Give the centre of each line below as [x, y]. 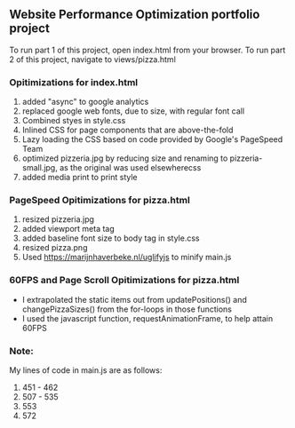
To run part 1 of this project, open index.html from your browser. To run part [147, 50]
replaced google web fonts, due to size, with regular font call [133, 111]
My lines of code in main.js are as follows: [86, 370]
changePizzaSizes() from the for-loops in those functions [127, 309]
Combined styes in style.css [74, 121]
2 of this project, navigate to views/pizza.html [92, 59]
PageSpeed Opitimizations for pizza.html [100, 201]
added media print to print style [80, 178]
